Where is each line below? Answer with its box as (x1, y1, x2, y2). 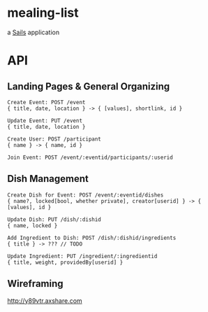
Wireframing (7, 278, 64, 290)
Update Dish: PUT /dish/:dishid (7, 215, 101, 223)
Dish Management (7, 173, 89, 185)
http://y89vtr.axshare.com (7, 296, 82, 305)
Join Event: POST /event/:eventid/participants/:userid (7, 154, 173, 161)
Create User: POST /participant (7, 135, 101, 143)
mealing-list (7, 5, 79, 21)
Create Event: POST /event (7, 99, 86, 106)
